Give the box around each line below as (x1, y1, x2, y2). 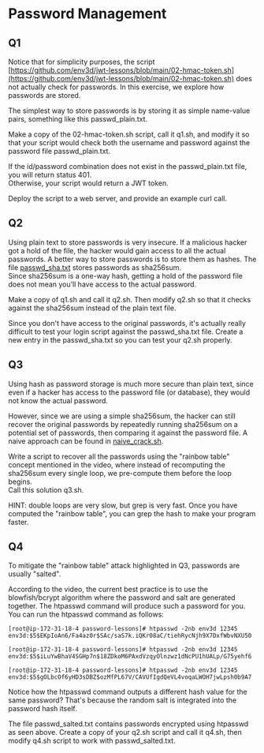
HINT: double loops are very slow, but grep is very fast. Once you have (8, 500, 238, 510)
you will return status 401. (8, 170, 92, 179)
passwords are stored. (8, 91, 81, 99)
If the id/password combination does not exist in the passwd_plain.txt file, (8, 162, 247, 170)
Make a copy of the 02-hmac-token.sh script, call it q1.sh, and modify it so (8, 129, 250, 139)
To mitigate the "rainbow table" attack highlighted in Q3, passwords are (8, 561, 240, 571)
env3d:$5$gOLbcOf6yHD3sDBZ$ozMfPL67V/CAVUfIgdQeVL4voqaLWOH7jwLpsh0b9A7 (8, 673, 252, 681)
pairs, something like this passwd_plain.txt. (8, 114, 148, 123)
